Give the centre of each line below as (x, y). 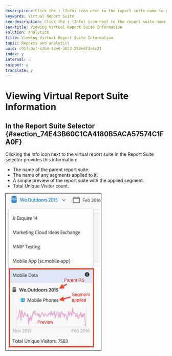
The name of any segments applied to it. (55, 175)
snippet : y (17, 65)
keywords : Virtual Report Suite (40, 16)
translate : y (19, 70)
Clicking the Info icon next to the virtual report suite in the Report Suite (80, 154)
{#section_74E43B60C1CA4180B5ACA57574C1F (84, 134)
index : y (15, 54)
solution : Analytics (27, 33)
